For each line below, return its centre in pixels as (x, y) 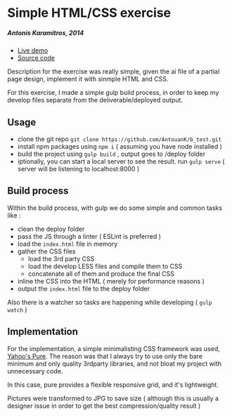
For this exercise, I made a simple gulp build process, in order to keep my (113, 93)
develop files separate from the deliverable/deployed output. (95, 100)
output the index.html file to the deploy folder (83, 289)
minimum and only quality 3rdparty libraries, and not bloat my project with (114, 364)
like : (14, 215)
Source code (36, 58)
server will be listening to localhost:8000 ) (78, 168)
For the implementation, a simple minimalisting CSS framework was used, (114, 348)
